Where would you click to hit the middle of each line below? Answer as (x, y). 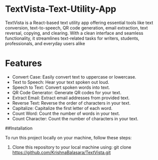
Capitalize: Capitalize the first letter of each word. (62, 108)
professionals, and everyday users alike (45, 43)
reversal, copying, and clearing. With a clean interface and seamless (74, 33)
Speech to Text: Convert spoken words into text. (61, 87)
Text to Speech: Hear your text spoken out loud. (61, 82)
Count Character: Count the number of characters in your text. (75, 118)
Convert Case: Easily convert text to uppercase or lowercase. (74, 77)
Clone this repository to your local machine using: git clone (72, 147)
